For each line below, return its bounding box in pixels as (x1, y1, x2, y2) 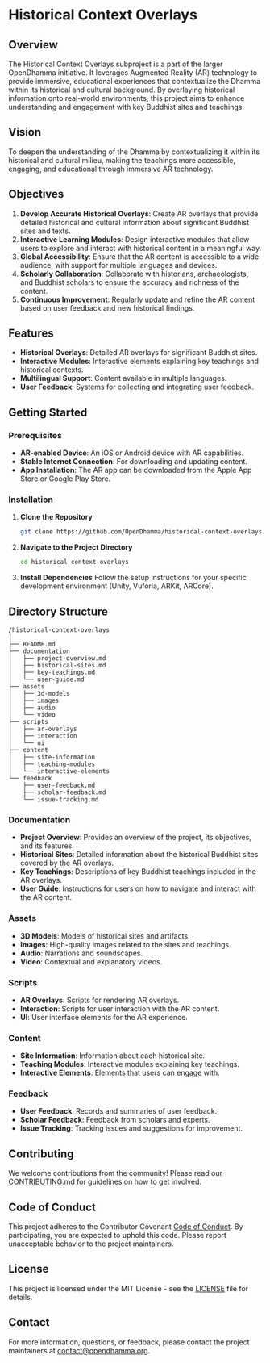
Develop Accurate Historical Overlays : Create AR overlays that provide (19, 208, 259, 219)
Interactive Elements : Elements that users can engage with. (19, 1068, 220, 1078)
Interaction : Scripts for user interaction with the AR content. (19, 1003, 220, 1014)
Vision (8, 125, 42, 139)
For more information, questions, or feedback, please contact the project (8, 1337, 250, 1347)
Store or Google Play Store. (19, 474, 111, 483)
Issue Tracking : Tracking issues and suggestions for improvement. (19, 1123, 243, 1133)
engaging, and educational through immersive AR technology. (8, 164, 214, 174)
